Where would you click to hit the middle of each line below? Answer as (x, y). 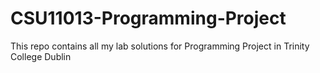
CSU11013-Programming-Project (148, 18)
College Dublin (41, 56)
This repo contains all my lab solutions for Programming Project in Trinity (160, 46)
